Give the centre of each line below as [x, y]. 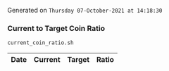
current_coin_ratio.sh [40, 43]
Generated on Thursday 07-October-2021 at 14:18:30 [85, 10]
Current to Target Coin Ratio [56, 28]
